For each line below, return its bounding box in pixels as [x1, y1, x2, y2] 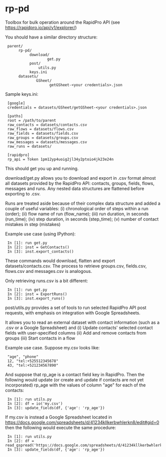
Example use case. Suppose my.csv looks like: [5, 344, 100, 350]
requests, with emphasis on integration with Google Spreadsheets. [5, 309, 141, 316]
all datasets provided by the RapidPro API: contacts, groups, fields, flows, [5, 180, 155, 186]
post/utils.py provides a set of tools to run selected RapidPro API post [5, 305, 147, 310]
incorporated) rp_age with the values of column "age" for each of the [5, 382, 146, 388]
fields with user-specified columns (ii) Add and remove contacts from [5, 330, 147, 336]
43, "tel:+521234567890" [7, 363, 58, 368]
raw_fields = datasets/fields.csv [7, 131, 79, 136]
